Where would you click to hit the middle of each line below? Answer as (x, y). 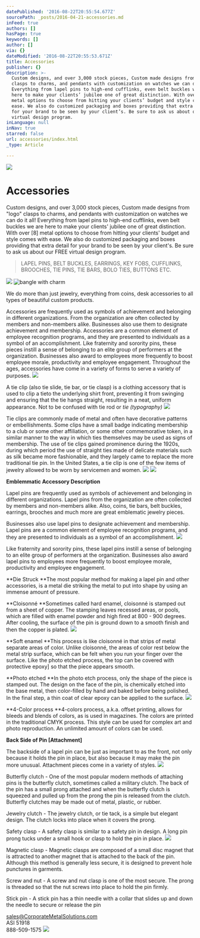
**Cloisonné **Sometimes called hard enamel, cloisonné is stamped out (96, 603)
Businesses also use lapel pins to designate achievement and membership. (98, 523)
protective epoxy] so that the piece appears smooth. (71, 667)
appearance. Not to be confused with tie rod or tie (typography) (84, 407)
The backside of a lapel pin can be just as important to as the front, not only (99, 751)
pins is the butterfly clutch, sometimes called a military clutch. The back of (98, 783)
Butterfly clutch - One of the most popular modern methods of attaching (95, 776)
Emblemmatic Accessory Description (53, 482)
